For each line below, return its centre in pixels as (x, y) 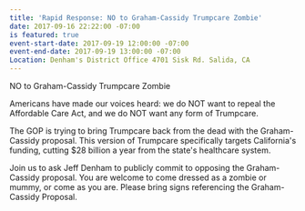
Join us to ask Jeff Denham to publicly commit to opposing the (127, 168)
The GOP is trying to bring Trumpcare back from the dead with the (134, 131)
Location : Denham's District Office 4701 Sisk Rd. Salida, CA (130, 60)
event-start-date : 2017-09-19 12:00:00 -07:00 (99, 43)
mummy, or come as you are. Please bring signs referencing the (129, 187)
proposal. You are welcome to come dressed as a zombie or (154, 177)
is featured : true (44, 35)
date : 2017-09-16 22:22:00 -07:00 (75, 26)
